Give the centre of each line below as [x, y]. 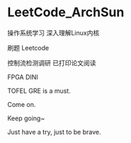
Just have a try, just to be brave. [54, 132]
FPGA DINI [23, 77]
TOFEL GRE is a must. [39, 91]
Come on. [22, 104]
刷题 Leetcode [28, 47]
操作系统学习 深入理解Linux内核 [53, 33]
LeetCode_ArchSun [66, 12]
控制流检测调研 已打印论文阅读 [52, 63]
